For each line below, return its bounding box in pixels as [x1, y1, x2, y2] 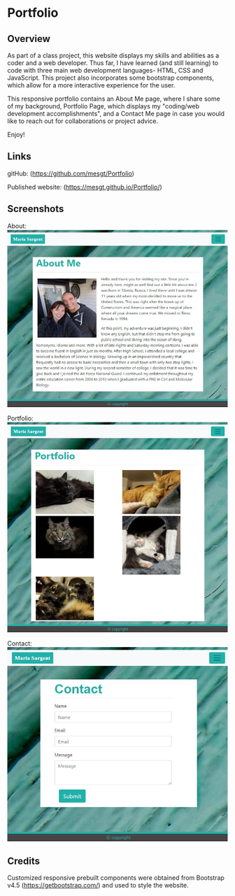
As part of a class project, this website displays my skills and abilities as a [7, 51, 220, 59]
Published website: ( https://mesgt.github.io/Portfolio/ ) [7, 183, 162, 191]
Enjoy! [7, 131, 26, 138]
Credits [7, 855, 41, 867]
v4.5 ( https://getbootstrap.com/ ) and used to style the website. [7, 881, 189, 890]
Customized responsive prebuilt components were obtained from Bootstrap [7, 874, 225, 882]
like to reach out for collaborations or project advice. [7, 117, 159, 125]
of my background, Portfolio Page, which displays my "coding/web [7, 102, 200, 110]
